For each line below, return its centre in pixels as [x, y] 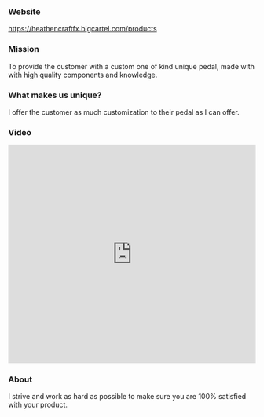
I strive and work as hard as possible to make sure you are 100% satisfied [127, 397]
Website [24, 12]
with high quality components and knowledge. [83, 75]
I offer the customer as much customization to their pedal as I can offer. [124, 112]
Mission [24, 49]
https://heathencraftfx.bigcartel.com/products [82, 29]
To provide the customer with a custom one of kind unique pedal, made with [132, 66]
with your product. [38, 405]
